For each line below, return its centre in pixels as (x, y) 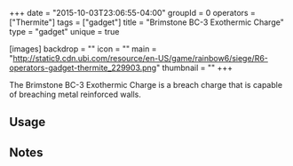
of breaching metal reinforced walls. (75, 94)
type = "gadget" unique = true (64, 32)
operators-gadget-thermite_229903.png (83, 67)
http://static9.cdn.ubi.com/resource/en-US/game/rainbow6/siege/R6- (141, 58)
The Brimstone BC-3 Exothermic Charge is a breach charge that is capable (146, 85)
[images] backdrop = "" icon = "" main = (83, 49)
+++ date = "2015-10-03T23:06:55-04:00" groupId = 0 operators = (132, 13)
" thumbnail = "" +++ (194, 67)
